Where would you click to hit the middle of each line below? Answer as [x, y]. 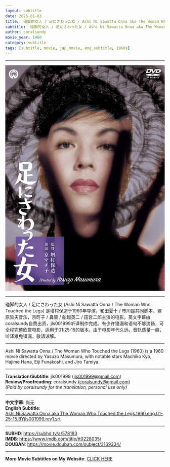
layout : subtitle [24, 11]
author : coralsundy [26, 32]
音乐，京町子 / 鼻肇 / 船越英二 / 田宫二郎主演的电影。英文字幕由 [84, 317]
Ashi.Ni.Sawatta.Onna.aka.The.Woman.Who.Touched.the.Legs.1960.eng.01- [84, 413]
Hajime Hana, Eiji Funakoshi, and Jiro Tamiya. [52, 362]
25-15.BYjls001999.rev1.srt [33, 419]
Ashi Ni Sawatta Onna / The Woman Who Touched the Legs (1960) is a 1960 [84, 351]
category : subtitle [26, 43]
